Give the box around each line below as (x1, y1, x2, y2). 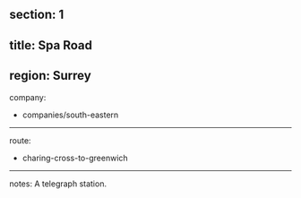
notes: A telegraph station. (9, 178, 107, 189)
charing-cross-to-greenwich (21, 152, 128, 163)
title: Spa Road (9, 38, 92, 53)
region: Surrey (9, 68, 91, 83)
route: (9, 134, 31, 146)
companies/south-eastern (21, 109, 119, 120)
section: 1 (9, 7, 64, 22)
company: (9, 91, 47, 102)
